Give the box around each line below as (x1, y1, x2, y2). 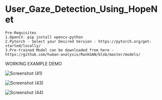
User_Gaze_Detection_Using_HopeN (5, 3, 158, 15)
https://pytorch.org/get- (98, 39, 152, 44)
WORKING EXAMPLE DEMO (5, 60, 62, 66)
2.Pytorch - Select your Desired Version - (5, 39, 97, 44)
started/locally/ (5, 43, 41, 48)
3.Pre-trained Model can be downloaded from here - (5, 48, 114, 52)
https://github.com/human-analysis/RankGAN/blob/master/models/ (5, 52, 141, 57)
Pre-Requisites (5, 30, 37, 35)
